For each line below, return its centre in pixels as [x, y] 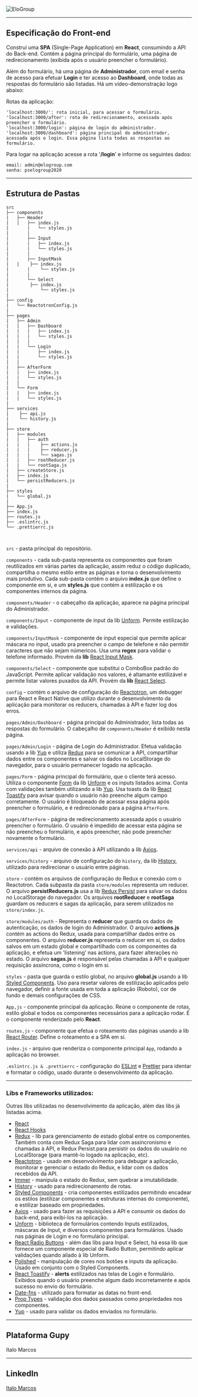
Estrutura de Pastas [43, 194]
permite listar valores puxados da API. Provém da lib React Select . [86, 680]
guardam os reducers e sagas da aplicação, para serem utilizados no [90, 903]
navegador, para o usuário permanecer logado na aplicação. [80, 765]
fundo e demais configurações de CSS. [54, 995]
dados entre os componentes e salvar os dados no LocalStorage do [88, 759]
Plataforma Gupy [38, 1335]
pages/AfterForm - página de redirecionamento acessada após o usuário [94, 819]
